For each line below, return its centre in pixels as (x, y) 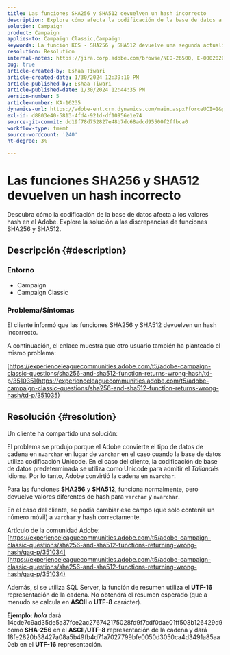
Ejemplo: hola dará (34, 615)
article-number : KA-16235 (44, 103)
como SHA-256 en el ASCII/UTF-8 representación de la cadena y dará (107, 630)
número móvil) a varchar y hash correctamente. (74, 517)
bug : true (21, 64)
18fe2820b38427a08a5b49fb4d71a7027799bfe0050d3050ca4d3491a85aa (114, 637)
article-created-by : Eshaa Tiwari (56, 71)
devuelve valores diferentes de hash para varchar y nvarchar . (93, 496)
